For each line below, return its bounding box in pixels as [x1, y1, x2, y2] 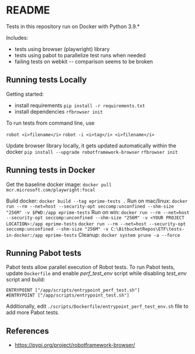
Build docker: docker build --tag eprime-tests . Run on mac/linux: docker [6, 197, 188, 204]
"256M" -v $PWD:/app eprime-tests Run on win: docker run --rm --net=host [6, 208, 190, 215]
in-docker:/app [6, 232, 43, 238]
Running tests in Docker [6, 165, 95, 176]
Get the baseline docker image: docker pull [6, 181, 112, 188]
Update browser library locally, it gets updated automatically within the [6, 142, 177, 149]
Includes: [6, 34, 28, 41]
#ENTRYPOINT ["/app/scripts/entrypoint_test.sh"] [6, 293, 130, 298]
